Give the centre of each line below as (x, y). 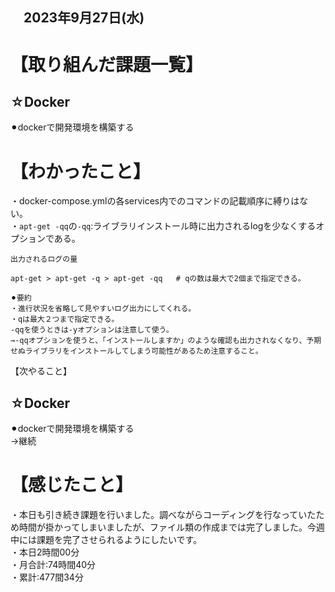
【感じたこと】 (72, 485)
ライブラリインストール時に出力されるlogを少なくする (205, 226)
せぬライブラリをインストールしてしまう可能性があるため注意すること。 (136, 351)
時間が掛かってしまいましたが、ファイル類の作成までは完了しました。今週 (172, 527)
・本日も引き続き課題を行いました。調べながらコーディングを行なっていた (163, 515)
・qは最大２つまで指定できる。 (65, 319)
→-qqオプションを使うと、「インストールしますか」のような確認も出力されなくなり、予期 (166, 341)
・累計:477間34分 (47, 577)
